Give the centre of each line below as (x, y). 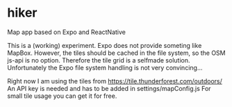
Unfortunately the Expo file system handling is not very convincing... (105, 67)
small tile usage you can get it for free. (62, 96)
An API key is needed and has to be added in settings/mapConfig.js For (109, 88)
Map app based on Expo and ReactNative (67, 32)
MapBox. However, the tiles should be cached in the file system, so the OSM (116, 53)
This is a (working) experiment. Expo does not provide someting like (105, 45)
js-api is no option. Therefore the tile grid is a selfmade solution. (99, 60)
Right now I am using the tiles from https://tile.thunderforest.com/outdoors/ (115, 81)
